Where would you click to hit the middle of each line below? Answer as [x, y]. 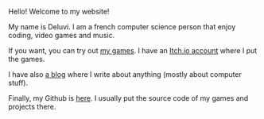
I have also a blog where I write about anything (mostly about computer [125, 74]
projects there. [32, 107]
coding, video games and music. [62, 35]
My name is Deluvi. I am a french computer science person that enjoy [122, 27]
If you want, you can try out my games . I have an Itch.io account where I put [133, 50]
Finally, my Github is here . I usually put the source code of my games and [128, 98]
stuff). [18, 83]
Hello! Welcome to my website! [59, 12]
